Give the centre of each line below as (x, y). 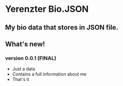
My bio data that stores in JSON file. (62, 27)
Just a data (24, 69)
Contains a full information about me (49, 74)
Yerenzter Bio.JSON (47, 9)
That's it (21, 80)
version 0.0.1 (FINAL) (31, 58)
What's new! (25, 44)
